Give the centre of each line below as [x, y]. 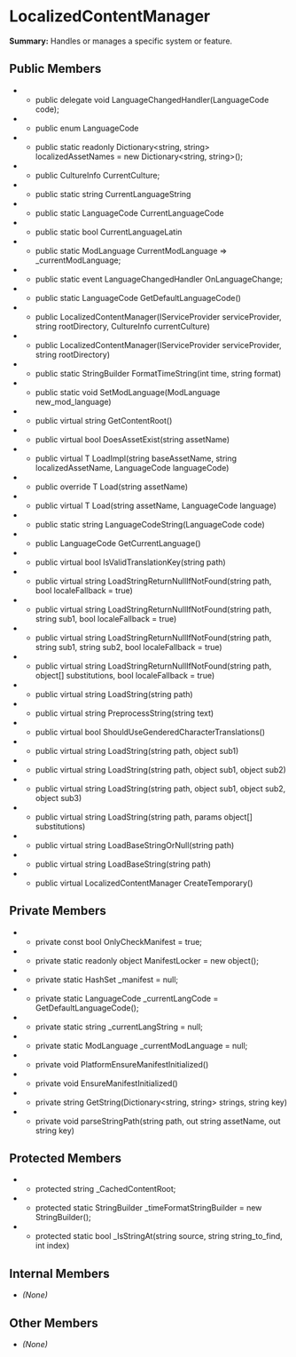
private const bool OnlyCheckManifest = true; [118, 941]
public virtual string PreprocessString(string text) [125, 713]
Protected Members [66, 1158]
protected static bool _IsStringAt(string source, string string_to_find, [159, 1236]
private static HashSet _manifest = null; [107, 980]
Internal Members [59, 1273]
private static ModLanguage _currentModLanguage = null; [141, 1045]
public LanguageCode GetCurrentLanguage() [118, 543]
